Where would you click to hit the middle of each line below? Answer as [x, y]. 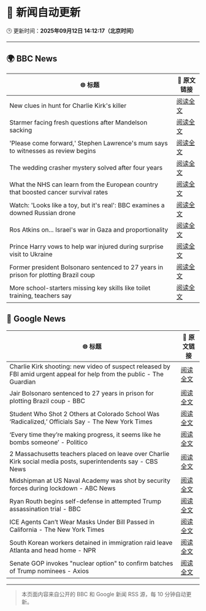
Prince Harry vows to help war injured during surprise [86, 246]
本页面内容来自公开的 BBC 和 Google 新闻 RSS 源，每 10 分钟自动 [104, 594]
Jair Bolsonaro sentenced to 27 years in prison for [82, 393]
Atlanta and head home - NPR [53, 550]
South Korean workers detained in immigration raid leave [91, 542]
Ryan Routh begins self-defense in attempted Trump [85, 501]
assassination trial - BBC [45, 509]
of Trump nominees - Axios [49, 571]
